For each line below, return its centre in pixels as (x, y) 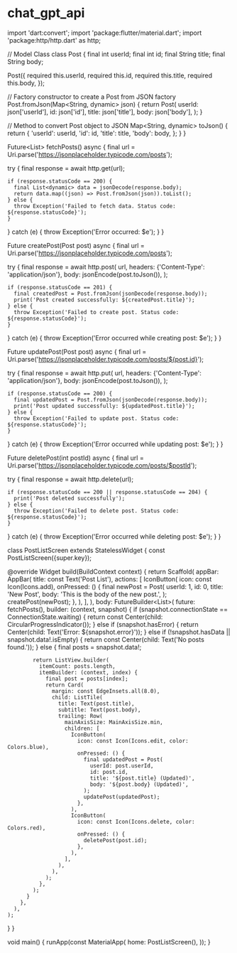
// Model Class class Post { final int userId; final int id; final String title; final (116, 54)
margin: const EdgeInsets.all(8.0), (106, 691)
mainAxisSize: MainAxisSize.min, (114, 722)
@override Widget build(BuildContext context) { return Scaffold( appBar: (113, 571)
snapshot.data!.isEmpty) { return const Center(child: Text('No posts (106, 639)
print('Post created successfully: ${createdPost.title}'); (104, 300)
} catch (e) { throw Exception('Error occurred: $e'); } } (86, 232)
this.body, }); (26, 82)
